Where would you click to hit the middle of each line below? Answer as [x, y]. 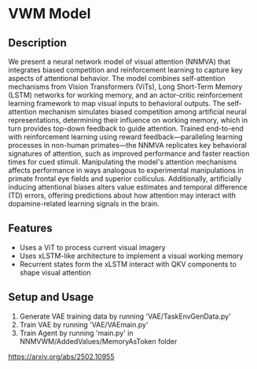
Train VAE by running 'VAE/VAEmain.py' [84, 324]
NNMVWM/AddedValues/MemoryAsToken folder [98, 341]
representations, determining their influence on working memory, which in [128, 120]
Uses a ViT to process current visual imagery [93, 247]
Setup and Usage [51, 297]
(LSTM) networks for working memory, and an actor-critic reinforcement [125, 95]
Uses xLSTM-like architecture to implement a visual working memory [131, 256]
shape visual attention [55, 272]
